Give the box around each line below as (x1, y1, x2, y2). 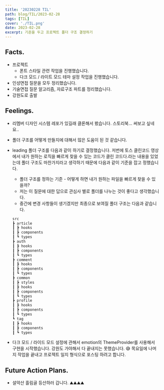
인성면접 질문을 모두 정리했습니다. (12, 80, 77, 86)
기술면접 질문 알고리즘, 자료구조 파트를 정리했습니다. (12, 86, 112, 92)
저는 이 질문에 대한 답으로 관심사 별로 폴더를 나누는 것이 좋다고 (19, 188, 139, 194)
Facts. (5, 48, 24, 56)
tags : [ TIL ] (5, 16, 29, 21)
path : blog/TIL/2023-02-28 (5, 12, 60, 17)
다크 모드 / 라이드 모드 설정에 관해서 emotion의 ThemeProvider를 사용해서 (12, 340, 155, 345)
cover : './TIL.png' (5, 21, 45, 26)
